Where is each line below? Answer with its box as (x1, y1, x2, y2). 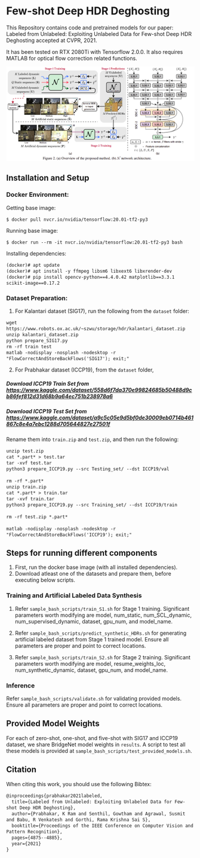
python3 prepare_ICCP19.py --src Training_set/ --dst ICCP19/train (6, 501, 178, 508)
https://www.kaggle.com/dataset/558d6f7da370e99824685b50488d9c (6, 386, 192, 393)
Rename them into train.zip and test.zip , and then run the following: (6, 436, 179, 443)
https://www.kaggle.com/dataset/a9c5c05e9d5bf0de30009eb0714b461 (6, 414, 194, 421)
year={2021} (11, 841, 42, 847)
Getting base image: (6, 204, 56, 211)
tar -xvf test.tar (6, 460, 52, 466)
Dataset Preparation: (6, 294, 68, 302)
